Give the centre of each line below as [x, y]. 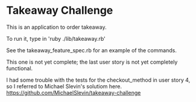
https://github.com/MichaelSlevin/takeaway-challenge [74, 92]
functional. [20, 68]
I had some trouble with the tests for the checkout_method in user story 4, [98, 80]
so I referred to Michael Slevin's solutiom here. [64, 86]
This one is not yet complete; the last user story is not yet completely [92, 62]
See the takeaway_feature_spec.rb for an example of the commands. [91, 50]
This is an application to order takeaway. [56, 27]
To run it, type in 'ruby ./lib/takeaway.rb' [56, 38]
